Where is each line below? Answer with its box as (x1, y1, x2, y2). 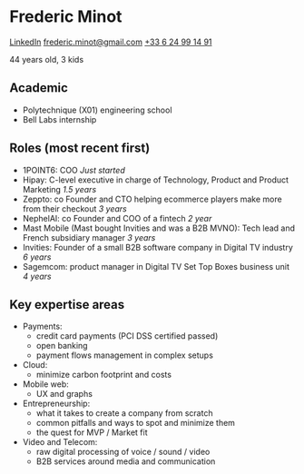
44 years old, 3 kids (9, 54, 84, 64)
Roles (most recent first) (9, 141, 151, 156)
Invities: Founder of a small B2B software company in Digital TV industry (22, 242, 293, 252)
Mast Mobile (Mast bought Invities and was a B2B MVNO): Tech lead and (22, 222, 296, 233)
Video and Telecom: (22, 437, 98, 448)
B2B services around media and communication (35, 456, 216, 467)
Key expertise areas (9, 297, 125, 312)
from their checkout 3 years (22, 202, 127, 214)
